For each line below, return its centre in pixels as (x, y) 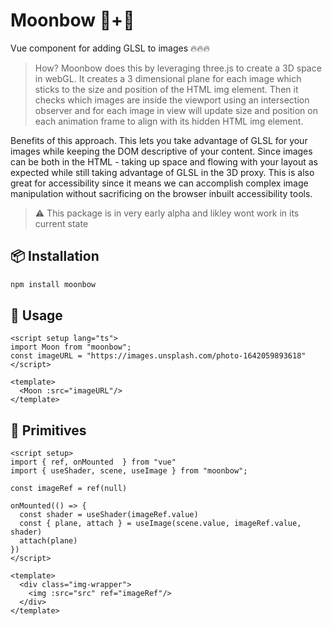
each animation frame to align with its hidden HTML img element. (169, 121)
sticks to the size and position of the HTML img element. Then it (166, 89)
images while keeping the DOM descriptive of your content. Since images (161, 151)
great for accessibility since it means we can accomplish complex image (159, 183)
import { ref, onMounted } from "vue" (93, 462)
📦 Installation (55, 256)
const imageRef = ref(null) (69, 489)
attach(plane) (48, 541)
